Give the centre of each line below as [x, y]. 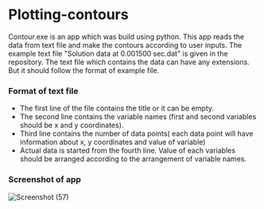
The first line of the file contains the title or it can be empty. [117, 108]
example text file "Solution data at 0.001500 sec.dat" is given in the [118, 53]
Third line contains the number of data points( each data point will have [136, 134]
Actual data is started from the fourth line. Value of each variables [128, 151]
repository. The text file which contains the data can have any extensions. [129, 62]
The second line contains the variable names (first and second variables [138, 117]
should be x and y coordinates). [72, 126]
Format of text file [43, 91]
